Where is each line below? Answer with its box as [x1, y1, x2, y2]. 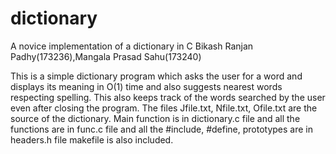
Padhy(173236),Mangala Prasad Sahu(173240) [10, 50, 202, 62]
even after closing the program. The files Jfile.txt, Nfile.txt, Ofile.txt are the [10, 102, 318, 114]
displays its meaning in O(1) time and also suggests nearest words [10, 80, 283, 92]
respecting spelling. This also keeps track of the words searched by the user [10, 91, 326, 103]
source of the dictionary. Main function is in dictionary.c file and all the [10, 112, 301, 124]
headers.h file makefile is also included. [10, 133, 174, 146]
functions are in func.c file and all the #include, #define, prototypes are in [10, 123, 313, 135]
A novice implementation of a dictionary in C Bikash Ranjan [10, 40, 254, 52]
